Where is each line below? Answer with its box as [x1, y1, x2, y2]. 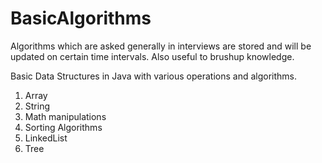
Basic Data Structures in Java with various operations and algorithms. [10, 70, 298, 82]
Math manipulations [24, 110, 107, 122]
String [24, 100, 51, 112]
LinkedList [24, 132, 68, 144]
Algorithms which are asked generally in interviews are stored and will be [10, 40, 312, 52]
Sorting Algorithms [24, 121, 103, 133]
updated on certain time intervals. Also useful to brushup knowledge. [10, 50, 295, 62]
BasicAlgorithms [10, 7, 152, 30]
